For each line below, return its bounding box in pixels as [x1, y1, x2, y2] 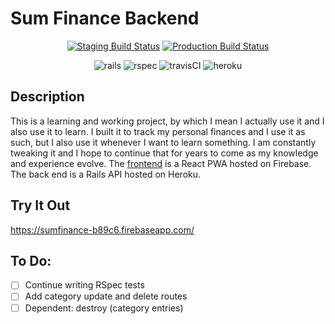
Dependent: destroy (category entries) [24, 302, 184, 314]
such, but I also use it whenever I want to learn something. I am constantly [10, 136, 317, 148]
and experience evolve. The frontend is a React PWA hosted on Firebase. [10, 157, 312, 169]
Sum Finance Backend [10, 7, 200, 30]
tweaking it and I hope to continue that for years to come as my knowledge [10, 147, 319, 159]
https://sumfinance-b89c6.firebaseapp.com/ [10, 223, 195, 236]
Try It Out [10, 197, 71, 214]
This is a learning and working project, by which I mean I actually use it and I [10, 115, 325, 127]
